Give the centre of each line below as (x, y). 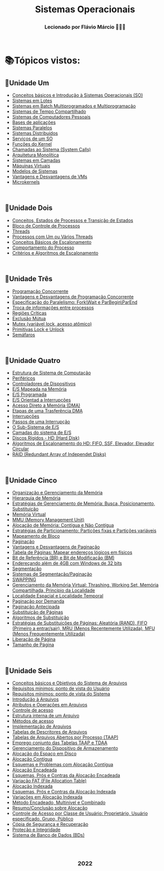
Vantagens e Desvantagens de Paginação (56, 547)
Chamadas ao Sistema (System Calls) (51, 149)
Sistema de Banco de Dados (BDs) (48, 835)
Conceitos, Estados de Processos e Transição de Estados (73, 220)
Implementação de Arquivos (42, 726)
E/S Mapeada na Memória (39, 389)
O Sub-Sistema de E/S (36, 427)
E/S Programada (29, 395)
